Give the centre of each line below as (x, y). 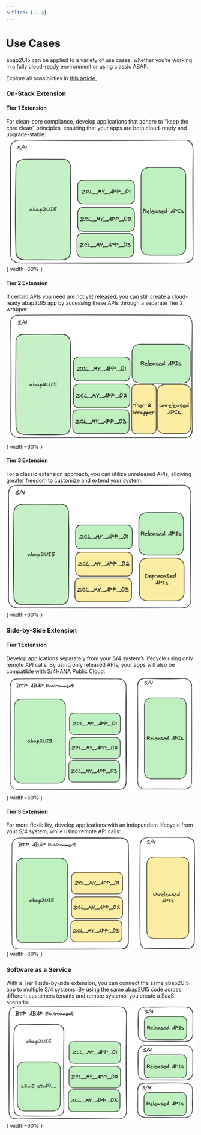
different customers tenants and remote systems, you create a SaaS (90, 996)
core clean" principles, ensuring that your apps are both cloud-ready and (97, 128)
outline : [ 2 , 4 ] (26, 13)
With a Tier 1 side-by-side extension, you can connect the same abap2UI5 (98, 983)
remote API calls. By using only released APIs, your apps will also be (91, 664)
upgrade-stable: (26, 134)
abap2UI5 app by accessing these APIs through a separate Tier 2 (103, 303)
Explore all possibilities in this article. (52, 78)
